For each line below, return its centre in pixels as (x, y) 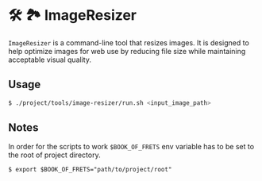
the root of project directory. (54, 155)
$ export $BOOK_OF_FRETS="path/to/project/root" (90, 170)
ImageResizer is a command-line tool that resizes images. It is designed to (129, 42)
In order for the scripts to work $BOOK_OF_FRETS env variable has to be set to (131, 147)
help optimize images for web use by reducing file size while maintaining (127, 51)
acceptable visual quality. (50, 60)
